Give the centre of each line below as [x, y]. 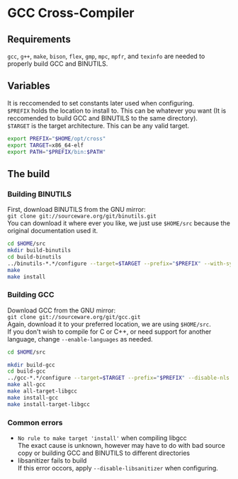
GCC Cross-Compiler [71, 13]
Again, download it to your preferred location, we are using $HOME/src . [109, 324]
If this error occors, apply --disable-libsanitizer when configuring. [118, 468]
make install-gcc [33, 398]
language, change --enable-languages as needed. [80, 339]
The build [29, 174]
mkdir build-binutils [39, 250]
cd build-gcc [27, 371]
